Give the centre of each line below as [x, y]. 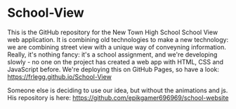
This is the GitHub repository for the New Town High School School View [113, 32]
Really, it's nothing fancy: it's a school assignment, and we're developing [112, 54]
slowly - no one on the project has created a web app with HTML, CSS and [115, 61]
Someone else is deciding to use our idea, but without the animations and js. [118, 90]
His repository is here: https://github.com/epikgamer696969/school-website [118, 97]
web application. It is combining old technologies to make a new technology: [118, 39]
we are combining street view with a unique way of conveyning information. [117, 47]
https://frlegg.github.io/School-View [60, 77]
